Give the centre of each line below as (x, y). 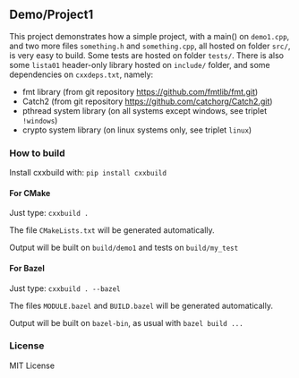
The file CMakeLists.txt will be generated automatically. (112, 230)
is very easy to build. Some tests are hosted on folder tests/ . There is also (147, 55)
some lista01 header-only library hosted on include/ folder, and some (140, 64)
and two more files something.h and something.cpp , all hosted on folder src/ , (150, 46)
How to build (37, 153)
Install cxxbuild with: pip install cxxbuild (88, 173)
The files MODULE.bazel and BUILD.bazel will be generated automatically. (141, 305)
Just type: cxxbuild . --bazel (65, 288)
